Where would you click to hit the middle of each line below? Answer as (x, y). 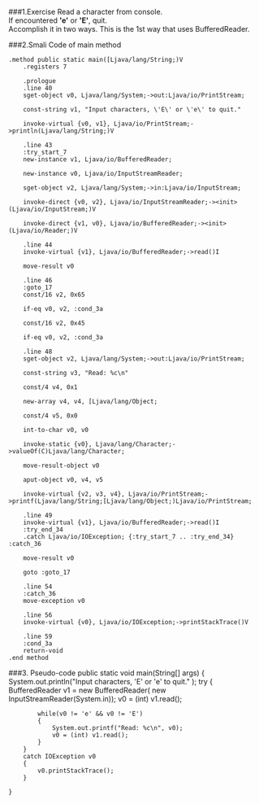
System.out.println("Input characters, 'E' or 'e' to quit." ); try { (111, 682)
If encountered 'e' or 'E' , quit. (58, 20)
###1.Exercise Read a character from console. (86, 12)
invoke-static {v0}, (58, 444)
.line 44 (38, 245)
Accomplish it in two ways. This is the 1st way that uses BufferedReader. (129, 29)
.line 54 (38, 587)
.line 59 (38, 636)
